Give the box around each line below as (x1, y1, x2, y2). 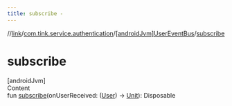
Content (7, 84, 30, 92)
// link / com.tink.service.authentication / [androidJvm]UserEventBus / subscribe (7, 29, 225, 37)
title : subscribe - (7, 10, 64, 17)
